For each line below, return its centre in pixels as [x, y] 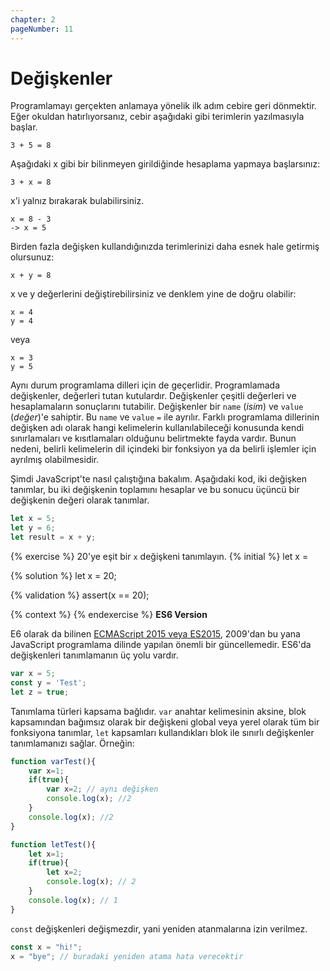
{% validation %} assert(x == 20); [80, 595]
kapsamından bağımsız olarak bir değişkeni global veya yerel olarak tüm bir [165, 722]
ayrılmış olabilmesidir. [55, 460]
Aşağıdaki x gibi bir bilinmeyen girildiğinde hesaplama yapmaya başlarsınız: [165, 164]
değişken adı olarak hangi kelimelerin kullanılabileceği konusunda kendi [157, 428]
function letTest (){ [53, 844]
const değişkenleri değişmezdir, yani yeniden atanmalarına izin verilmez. [159, 928]
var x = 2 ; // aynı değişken [102, 789]
